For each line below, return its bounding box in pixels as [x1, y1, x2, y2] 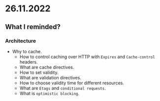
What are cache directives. [19, 64, 74, 70]
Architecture [5, 37, 36, 44]
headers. [19, 59, 38, 65]
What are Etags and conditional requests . [19, 85, 106, 91]
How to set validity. [19, 69, 59, 75]
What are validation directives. [19, 74, 81, 80]
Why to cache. [12, 48, 42, 54]
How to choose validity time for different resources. [19, 80, 125, 86]
